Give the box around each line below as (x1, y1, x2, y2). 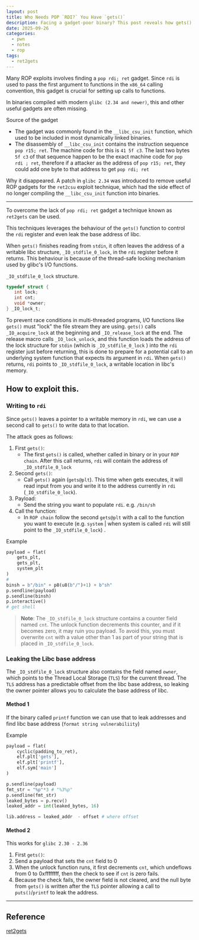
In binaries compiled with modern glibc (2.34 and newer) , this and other (6, 98, 185, 105)
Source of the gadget (6, 116, 58, 123)
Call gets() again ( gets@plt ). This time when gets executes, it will (23, 476, 183, 483)
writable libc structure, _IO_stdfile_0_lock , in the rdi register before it (6, 248, 178, 255)
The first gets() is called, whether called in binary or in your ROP (23, 450, 179, 458)
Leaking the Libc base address (6, 655, 96, 663)
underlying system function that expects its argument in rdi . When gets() (6, 354, 187, 361)
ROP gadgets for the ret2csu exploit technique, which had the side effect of (6, 183, 191, 190)
